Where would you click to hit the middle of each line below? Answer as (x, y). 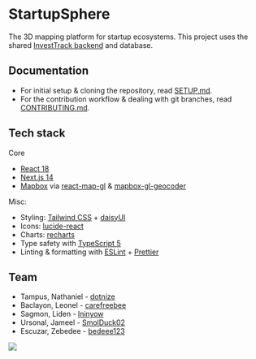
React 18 (35, 168)
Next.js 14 (37, 177)
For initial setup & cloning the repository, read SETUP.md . (116, 90)
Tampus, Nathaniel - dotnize (67, 296)
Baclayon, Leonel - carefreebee (73, 305)
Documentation (49, 71)
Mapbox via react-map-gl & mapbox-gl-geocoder (103, 186)
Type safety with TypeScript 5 (70, 243)
